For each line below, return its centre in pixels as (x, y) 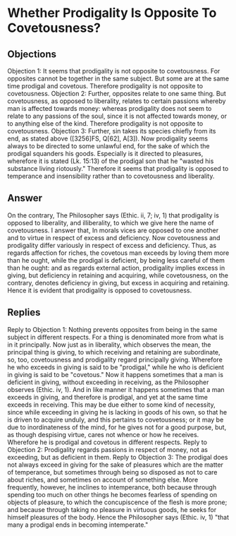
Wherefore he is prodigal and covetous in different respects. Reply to (107, 442)
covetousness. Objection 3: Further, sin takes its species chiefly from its (112, 131)
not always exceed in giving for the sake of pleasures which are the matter (116, 465)
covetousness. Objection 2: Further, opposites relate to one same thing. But (117, 94)
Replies (24, 312)
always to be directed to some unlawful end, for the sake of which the (108, 146)
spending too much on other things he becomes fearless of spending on (112, 494)
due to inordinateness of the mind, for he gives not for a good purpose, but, (117, 427)
